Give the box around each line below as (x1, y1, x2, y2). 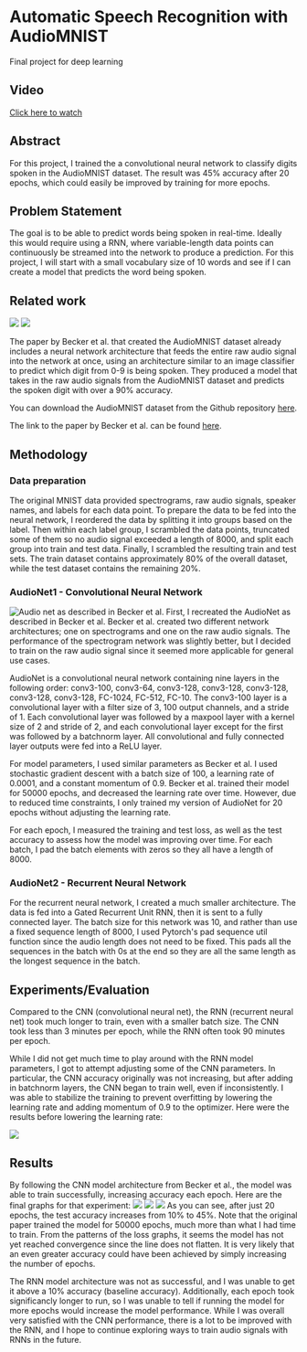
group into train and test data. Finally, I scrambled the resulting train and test (9, 543, 297, 554)
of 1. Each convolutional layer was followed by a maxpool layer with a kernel (9, 711, 295, 723)
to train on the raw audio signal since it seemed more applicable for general (9, 645, 294, 656)
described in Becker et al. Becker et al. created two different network (9, 616, 270, 627)
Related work (9, 293, 87, 308)
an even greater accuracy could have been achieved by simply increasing (9, 1249, 287, 1260)
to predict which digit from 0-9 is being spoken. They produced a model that (9, 366, 298, 377)
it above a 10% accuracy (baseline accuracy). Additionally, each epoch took (9, 1286, 295, 1297)
